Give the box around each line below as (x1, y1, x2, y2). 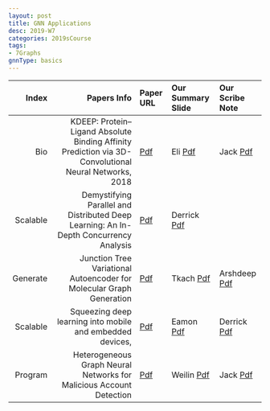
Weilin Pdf (171, 369, 211, 380)
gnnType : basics (8, 57, 63, 65)
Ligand (70, 125, 96, 137)
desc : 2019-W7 (8, 27, 56, 35)
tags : (8, 42, 27, 50)
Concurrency (82, 229, 133, 240)
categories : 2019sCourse (8, 34, 92, 43)
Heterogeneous (72, 349, 133, 360)
